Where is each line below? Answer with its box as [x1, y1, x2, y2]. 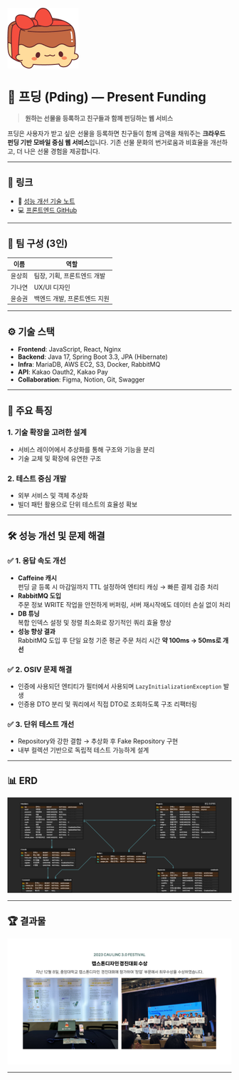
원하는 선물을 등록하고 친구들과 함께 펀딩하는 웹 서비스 [24, 113, 174, 122]
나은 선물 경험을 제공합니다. [23, 147, 101, 156]
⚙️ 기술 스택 [7, 325, 55, 337]
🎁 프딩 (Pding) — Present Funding [7, 89, 206, 106]
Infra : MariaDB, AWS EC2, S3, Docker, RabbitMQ [17, 360, 161, 369]
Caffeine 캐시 [17, 574, 57, 582]
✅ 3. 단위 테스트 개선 [7, 720, 75, 730]
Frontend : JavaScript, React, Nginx [17, 345, 122, 354]
